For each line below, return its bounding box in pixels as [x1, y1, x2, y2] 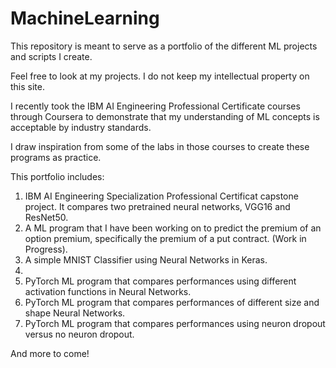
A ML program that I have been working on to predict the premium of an [24, 222, 322, 234]
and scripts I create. [10, 50, 93, 62]
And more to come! [10, 347, 90, 359]
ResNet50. [24, 211, 69, 223]
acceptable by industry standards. [10, 121, 152, 133]
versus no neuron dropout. [24, 328, 135, 340]
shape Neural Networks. [24, 307, 126, 319]
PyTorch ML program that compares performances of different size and [24, 296, 320, 308]
